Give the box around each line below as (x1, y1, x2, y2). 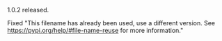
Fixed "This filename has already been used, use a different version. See (7, 19, 216, 27)
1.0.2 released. (7, 6, 49, 14)
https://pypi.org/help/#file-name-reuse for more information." (7, 27, 184, 34)
